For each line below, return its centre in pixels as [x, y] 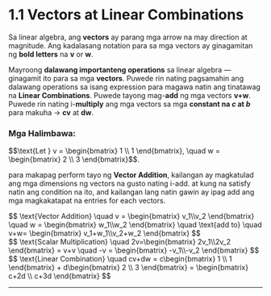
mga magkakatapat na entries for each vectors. [87, 201]
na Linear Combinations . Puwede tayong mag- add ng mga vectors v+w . [130, 95]
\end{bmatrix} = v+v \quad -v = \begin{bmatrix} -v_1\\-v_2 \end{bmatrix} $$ [134, 250]
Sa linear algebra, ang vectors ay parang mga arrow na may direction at [128, 37]
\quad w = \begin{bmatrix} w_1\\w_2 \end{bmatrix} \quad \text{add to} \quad [135, 225]
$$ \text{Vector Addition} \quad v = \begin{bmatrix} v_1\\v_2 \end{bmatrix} [131, 216]
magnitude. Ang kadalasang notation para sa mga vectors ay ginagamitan [131, 45]
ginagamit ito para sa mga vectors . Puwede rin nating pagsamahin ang [126, 78]
